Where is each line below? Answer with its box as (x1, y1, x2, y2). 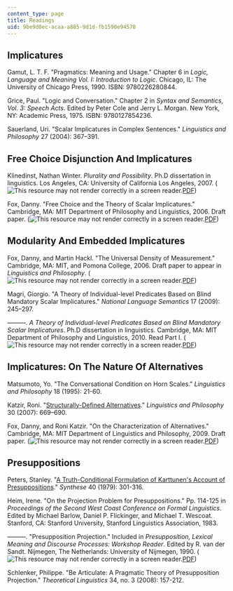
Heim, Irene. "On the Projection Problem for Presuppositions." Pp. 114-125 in (7, 496, 226, 505)
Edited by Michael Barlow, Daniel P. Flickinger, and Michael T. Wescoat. (7, 512, 213, 520)
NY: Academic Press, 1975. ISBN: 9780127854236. (7, 112, 153, 120)
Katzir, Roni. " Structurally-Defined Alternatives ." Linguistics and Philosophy (7, 401, 224, 409)
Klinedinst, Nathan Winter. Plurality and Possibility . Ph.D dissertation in (7, 171, 211, 180)
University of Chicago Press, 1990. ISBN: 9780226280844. (7, 83, 177, 91)
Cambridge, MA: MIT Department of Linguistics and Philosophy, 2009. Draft (7, 429, 226, 437)
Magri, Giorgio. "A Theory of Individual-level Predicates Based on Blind (7, 289, 211, 298)
